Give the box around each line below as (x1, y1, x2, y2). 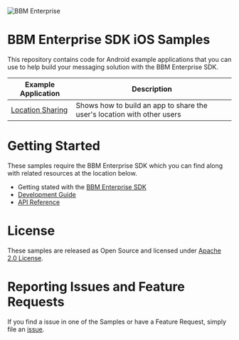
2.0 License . (7, 253, 44, 262)
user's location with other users (75, 109, 181, 119)
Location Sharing (11, 105, 68, 115)
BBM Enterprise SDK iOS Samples (7, 32, 211, 48)
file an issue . (7, 324, 45, 334)
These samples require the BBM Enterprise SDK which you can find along (7, 161, 223, 170)
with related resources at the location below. (7, 169, 137, 177)
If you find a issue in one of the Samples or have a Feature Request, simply (7, 317, 226, 326)
